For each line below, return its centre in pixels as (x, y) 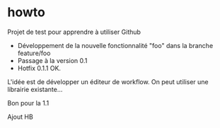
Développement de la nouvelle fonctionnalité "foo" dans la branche (115, 45)
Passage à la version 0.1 (52, 60)
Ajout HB (20, 117)
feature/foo (34, 53)
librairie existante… (35, 89)
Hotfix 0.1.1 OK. (39, 68)
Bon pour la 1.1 (28, 103)
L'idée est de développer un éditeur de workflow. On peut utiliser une (108, 81)
